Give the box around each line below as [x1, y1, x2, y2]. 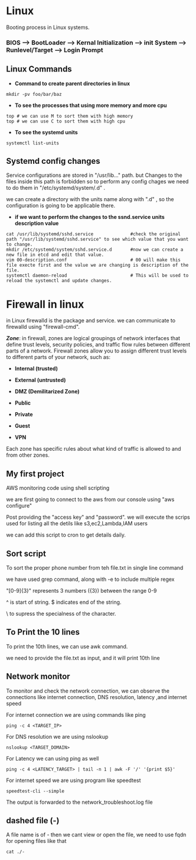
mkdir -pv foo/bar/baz [6, 91, 62, 97]
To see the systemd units [14, 128, 78, 135]
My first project [6, 468, 64, 479]
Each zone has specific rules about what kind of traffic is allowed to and [6, 445, 181, 452]
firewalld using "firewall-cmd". [6, 324, 80, 331]
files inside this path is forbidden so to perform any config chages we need [6, 178, 189, 185]
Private [14, 411, 34, 418]
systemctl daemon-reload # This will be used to [6, 273, 189, 279]
